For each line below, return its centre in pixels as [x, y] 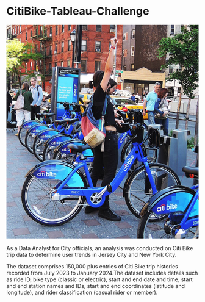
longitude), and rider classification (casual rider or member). [82, 292]
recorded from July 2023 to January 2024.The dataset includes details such [102, 273]
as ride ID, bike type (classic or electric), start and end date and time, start [100, 279]
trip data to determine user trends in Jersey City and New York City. [92, 255]
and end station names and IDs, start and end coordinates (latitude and [95, 286]
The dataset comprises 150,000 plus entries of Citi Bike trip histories [92, 266]
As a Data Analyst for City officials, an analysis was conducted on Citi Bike [100, 248]
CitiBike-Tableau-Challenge [78, 11]
